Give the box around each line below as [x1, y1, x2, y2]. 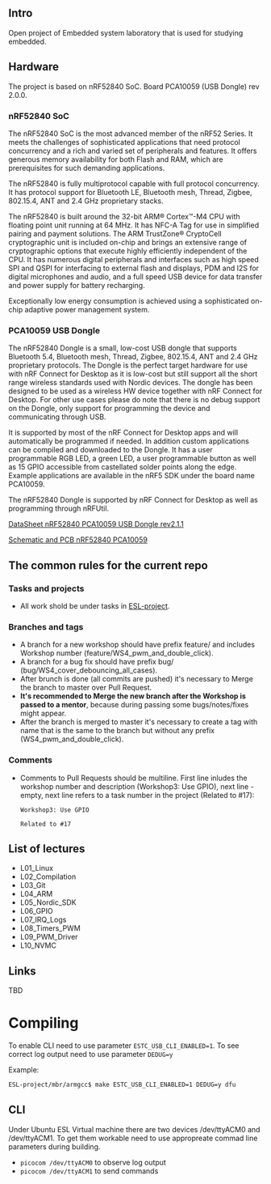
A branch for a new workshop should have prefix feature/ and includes [19, 639, 256, 650]
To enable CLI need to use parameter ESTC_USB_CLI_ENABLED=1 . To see [8, 1041, 240, 1050]
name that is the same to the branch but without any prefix [19, 726, 215, 736]
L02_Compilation [19, 872, 77, 881]
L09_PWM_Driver [19, 932, 78, 942]
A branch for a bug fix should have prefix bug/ [19, 657, 174, 667]
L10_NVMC [19, 940, 56, 950]
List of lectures [8, 842, 85, 855]
